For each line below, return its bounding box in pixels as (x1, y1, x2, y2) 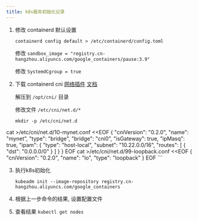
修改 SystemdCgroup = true (14, 67, 81, 75)
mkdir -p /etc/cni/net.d (14, 118, 78, 124)
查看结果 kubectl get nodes (14, 208, 84, 215)
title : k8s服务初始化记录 (6, 8, 65, 15)
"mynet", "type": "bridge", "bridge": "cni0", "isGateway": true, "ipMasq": (6, 135, 185, 142)
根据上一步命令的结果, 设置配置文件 (14, 195, 103, 202)
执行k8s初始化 (14, 166, 51, 173)
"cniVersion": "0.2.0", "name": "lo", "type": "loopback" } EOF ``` (6, 154, 163, 161)
